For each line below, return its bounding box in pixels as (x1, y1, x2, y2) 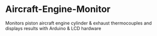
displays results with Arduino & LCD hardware (5, 25, 101, 31)
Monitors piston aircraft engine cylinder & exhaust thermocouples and (5, 20, 152, 26)
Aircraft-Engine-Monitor (5, 3, 111, 15)
